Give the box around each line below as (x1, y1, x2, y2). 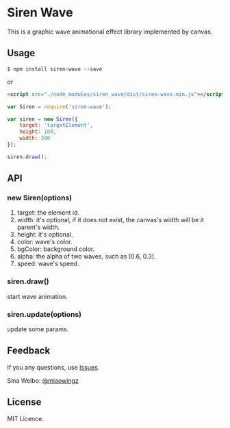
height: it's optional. (16, 230, 73, 239)
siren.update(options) (7, 309, 82, 319)
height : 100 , (19, 128, 57, 135)
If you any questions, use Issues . (7, 363, 100, 371)
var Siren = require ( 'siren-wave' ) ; (7, 103, 112, 110)
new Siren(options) (7, 193, 73, 203)
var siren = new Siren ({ (7, 115, 78, 123)
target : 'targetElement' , (19, 122, 94, 129)
